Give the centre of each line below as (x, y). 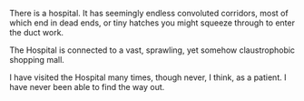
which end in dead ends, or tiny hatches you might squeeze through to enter (152, 23)
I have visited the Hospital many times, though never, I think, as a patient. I (148, 77)
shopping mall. (37, 60)
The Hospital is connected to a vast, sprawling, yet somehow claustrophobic (152, 50)
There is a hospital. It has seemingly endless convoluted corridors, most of (149, 13)
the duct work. (37, 32)
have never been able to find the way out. (87, 87)
